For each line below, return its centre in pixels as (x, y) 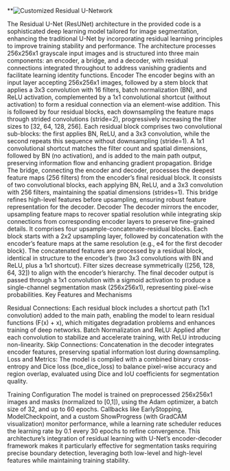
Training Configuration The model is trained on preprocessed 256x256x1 (110, 395)
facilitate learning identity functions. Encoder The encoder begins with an (111, 75)
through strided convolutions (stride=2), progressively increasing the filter (112, 119)
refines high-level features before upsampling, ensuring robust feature (107, 199)
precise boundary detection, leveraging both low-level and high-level (105, 453)
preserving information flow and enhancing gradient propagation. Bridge (110, 163)
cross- (202, 359)
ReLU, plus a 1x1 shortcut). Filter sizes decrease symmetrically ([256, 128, (111, 265)
